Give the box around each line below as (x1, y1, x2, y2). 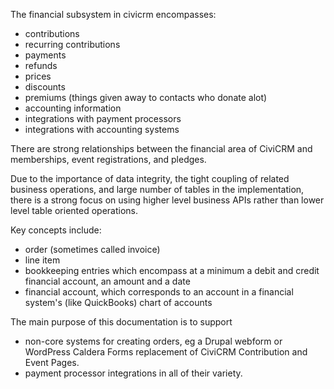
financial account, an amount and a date (24, 275, 191, 287)
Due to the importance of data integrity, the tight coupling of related (10, 173, 290, 184)
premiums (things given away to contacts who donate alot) (24, 92, 268, 103)
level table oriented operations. (10, 205, 138, 216)
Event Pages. (24, 357, 80, 368)
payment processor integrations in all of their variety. (24, 367, 243, 379)
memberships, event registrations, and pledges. (10, 154, 207, 165)
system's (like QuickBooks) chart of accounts (24, 297, 213, 308)
